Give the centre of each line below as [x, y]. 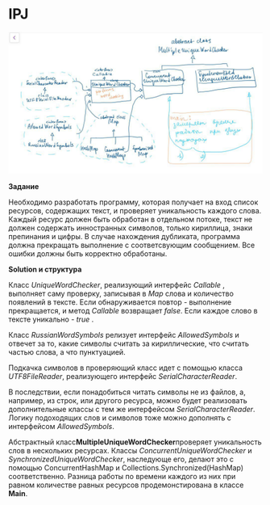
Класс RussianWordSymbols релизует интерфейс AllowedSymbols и [124, 335]
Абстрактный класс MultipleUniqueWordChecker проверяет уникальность [135, 442]
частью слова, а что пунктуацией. [67, 352]
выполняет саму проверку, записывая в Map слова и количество [121, 294]
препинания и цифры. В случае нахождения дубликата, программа [124, 237]
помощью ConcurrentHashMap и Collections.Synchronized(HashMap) [126, 468]
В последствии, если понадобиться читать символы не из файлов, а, [127, 392]
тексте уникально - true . [51, 319]
